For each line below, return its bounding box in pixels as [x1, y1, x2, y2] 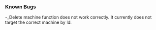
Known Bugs [5, 3, 36, 10]
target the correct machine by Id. [5, 19, 72, 25]
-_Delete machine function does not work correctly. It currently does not [5, 15, 152, 20]
